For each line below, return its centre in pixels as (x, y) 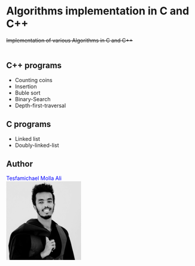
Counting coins (33, 80)
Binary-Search (33, 99)
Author (19, 164)
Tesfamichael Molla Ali (34, 179)
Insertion (26, 86)
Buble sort (28, 93)
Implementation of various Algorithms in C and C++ (70, 40)
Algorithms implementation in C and (98, 11)
